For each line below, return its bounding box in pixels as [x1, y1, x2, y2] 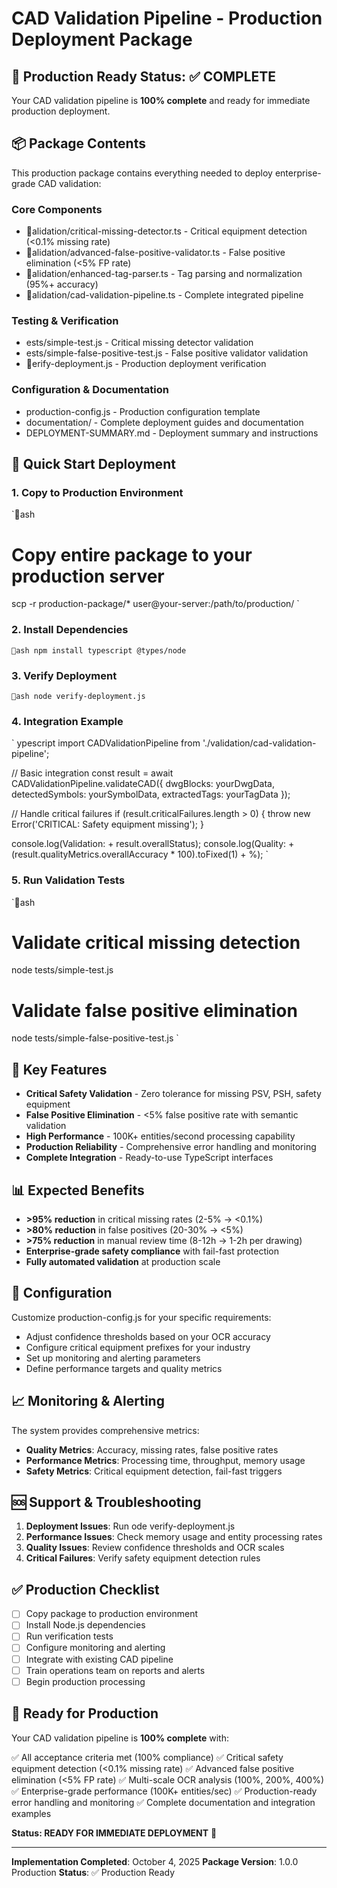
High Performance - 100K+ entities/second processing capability [25, 1130, 296, 1142]
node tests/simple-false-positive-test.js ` [11, 1032, 179, 1044]
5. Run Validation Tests [11, 873, 126, 887]
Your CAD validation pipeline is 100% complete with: [11, 1732, 230, 1744]
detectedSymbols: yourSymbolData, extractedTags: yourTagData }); [11, 788, 291, 801]
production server [11, 565, 165, 587]
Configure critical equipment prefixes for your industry [25, 1341, 251, 1353]
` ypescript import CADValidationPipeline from [11, 737, 201, 749]
